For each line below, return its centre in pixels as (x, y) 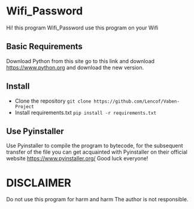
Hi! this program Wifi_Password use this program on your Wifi (82, 28)
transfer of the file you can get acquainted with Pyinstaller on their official (97, 152)
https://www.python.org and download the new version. (75, 67)
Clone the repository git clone (53, 101)
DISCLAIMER (39, 183)
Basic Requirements (44, 47)
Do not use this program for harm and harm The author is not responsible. (97, 199)
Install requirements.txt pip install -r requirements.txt (86, 112)
